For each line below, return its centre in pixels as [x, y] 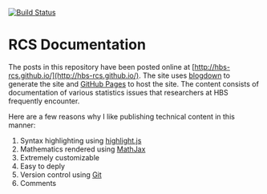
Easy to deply [42, 166]
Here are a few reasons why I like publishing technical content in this [121, 116]
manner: [22, 125]
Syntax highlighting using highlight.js [81, 140]
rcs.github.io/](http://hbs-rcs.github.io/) [74, 75]
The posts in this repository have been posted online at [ [101, 67]
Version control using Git [61, 174]
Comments [38, 183]
